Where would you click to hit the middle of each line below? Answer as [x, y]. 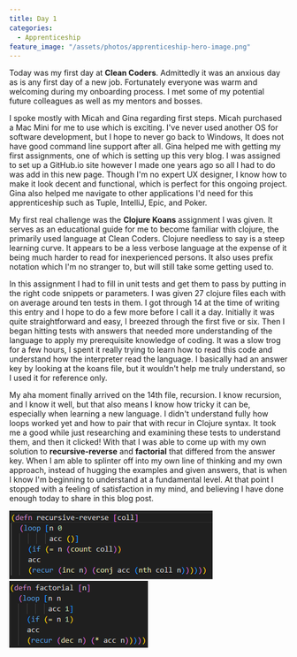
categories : [31, 28]
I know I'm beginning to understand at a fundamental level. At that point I [141, 480]
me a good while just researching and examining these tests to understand [145, 432]
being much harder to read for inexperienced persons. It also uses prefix [141, 257]
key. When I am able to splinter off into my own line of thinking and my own [146, 461]
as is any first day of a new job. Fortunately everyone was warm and [133, 82]
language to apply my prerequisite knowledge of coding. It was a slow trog [145, 340]
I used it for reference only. [58, 378]
